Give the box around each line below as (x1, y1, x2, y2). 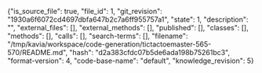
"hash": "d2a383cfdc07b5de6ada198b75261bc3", (69, 48, 231, 57)
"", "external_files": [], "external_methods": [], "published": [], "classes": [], (7, 23, 249, 32)
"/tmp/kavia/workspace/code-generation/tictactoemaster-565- (7, 40, 212, 49)
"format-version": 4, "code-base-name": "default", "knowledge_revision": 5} (7, 56, 254, 65)
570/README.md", (7, 48, 68, 57)
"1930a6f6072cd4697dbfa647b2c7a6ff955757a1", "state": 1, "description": (7, 15, 249, 24)
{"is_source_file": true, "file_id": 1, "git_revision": (7, 7, 162, 16)
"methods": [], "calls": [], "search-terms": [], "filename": (7, 31, 188, 40)
